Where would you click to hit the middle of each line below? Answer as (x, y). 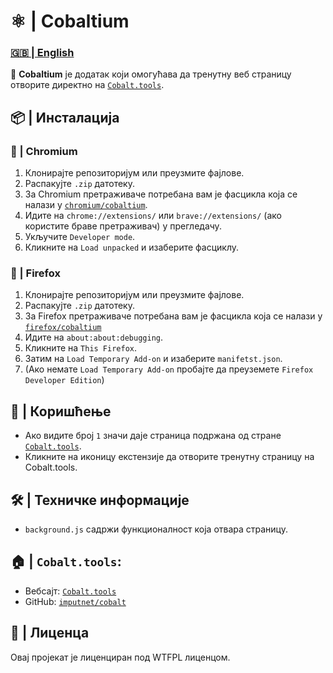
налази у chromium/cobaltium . (86, 205)
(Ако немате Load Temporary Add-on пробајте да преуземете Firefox (169, 369)
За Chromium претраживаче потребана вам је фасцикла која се (161, 194)
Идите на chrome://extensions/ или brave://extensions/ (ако (153, 216)
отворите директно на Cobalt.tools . (87, 85)
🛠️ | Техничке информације (100, 500)
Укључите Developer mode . (80, 237)
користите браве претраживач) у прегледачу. (123, 226)
